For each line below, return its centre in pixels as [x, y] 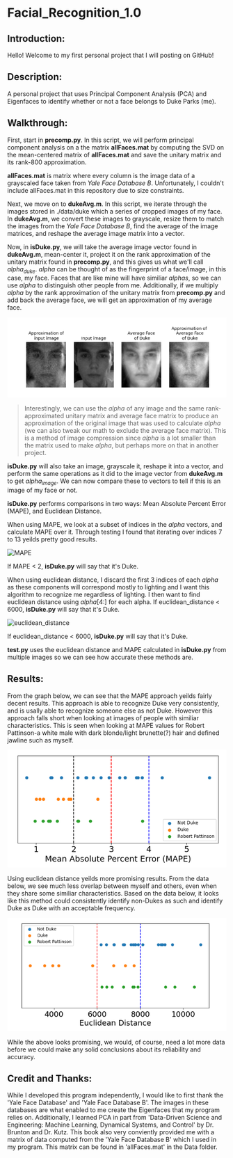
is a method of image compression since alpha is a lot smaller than [120, 438]
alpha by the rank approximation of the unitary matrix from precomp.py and [116, 293]
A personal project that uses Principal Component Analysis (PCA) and [107, 94]
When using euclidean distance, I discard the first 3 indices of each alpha [113, 580]
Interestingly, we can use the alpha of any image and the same [114, 409]
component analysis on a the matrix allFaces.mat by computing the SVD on [116, 147]
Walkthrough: [38, 123]
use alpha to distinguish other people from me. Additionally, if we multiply [113, 285]
